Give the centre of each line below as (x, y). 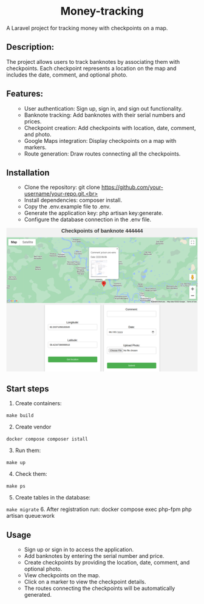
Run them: (28, 450)
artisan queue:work (31, 516)
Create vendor (33, 427)
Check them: (31, 474)
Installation (28, 172)
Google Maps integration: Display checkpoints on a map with (100, 140)
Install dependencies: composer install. (73, 200)
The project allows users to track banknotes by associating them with (93, 61)
